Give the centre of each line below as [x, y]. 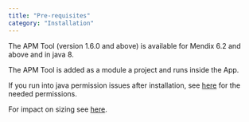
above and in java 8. [41, 54]
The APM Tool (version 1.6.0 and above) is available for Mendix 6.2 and [124, 45]
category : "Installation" [51, 23]
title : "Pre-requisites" [49, 16]
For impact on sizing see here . [58, 109]
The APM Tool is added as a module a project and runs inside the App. [124, 69]
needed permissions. [43, 93]
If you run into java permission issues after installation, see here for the [124, 85]
